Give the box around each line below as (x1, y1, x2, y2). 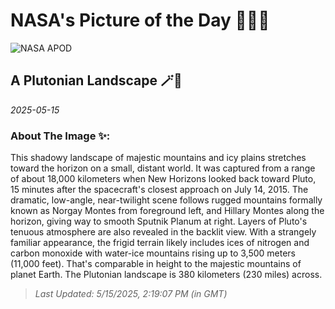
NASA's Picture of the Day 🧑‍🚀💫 (10, 9, 270, 32)
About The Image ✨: (10, 129, 111, 143)
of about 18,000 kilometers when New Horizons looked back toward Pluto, (10, 173, 317, 185)
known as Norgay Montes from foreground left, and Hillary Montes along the (10, 205, 325, 217)
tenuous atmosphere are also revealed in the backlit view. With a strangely (10, 226, 317, 238)
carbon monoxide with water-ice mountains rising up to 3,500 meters (10, 247, 296, 259)
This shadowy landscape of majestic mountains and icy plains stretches (10, 152, 307, 164)
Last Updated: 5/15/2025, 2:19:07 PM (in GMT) (34, 288, 228, 300)
